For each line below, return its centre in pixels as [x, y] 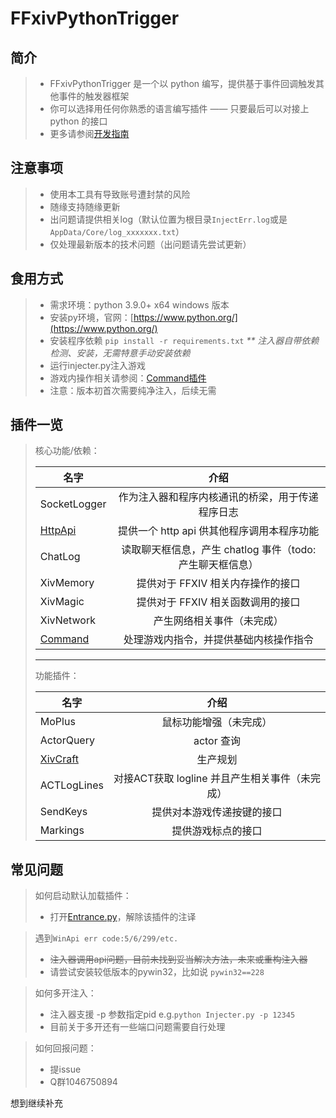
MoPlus [57, 722]
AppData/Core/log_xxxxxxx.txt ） [117, 231]
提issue [65, 1069]
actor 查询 [217, 741]
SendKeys [63, 812]
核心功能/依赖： [67, 451]
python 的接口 [78, 121]
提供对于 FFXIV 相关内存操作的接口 [218, 584]
